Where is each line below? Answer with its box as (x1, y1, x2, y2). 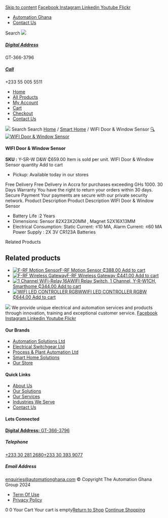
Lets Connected (5, 416, 39, 422)
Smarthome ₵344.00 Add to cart (12, 283, 81, 289)
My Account (12, 99, 38, 106)
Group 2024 (5, 481, 31, 488)
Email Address (5, 463, 37, 469)
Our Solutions (12, 388, 41, 394)
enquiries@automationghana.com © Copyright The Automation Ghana (5, 476, 152, 482)
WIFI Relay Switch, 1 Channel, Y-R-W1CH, (70, 278, 156, 284)
